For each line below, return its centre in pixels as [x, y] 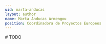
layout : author [21, 14]
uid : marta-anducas [25, 10]
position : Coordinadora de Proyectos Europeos [53, 23]
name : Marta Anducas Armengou [36, 19]
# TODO [13, 37]
